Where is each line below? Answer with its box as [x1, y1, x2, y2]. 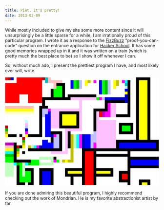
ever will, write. [5, 67, 36, 73]
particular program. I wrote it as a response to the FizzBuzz [5, 37, 124, 43]
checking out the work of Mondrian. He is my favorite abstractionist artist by [5, 195, 159, 201]
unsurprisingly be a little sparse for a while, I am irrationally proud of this [5, 32, 151, 38]
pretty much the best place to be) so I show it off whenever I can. [5, 53, 137, 58]
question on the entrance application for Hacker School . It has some [18, 42, 155, 48]
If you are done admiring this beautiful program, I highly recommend [5, 190, 143, 196]
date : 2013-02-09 [5, 13, 41, 18]
